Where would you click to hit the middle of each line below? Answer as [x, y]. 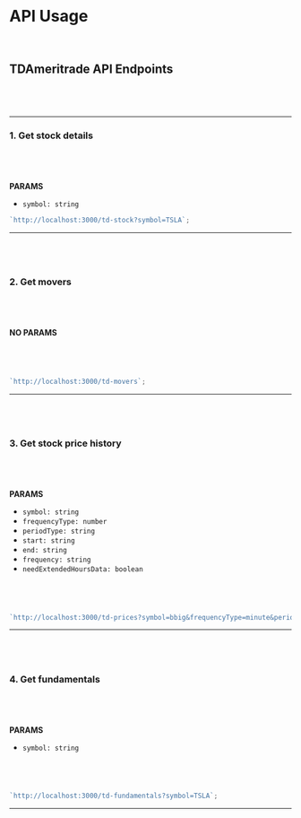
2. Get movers [40, 282]
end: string [44, 550]
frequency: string [56, 560]
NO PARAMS [33, 332]
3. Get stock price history [66, 443]
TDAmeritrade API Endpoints [91, 70]
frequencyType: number [64, 521]
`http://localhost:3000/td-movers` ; [77, 381]
